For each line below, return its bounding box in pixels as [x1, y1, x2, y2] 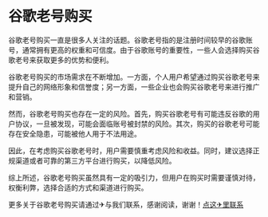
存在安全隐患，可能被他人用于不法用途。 [8, 128, 141, 138]
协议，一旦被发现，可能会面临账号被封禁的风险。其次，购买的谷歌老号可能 [14, 119, 260, 128]
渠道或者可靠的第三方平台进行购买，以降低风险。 [14, 156, 176, 165]
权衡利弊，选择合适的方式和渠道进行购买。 [8, 183, 148, 192]
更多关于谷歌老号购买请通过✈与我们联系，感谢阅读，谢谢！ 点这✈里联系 [8, 199, 244, 209]
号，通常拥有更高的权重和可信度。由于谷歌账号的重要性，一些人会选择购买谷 [8, 45, 260, 54]
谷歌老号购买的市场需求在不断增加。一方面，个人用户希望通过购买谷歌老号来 [8, 72, 260, 81]
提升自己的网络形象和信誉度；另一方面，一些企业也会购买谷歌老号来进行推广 [8, 81, 260, 92]
